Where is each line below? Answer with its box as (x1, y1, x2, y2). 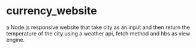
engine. (6, 36, 25, 43)
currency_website (6, 4, 97, 18)
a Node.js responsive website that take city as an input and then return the (6, 24, 190, 31)
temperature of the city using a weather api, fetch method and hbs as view (6, 30, 191, 37)
